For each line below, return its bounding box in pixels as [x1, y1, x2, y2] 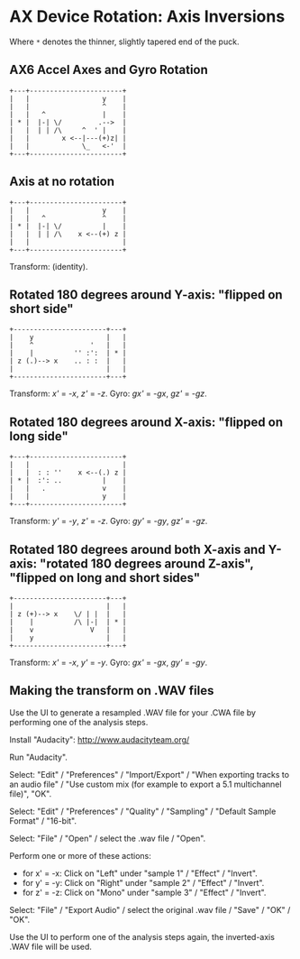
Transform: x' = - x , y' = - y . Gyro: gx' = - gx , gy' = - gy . [9, 657, 208, 668]
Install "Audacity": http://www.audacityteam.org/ [9, 733, 190, 745]
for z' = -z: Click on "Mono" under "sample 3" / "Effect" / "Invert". [22, 887, 267, 898]
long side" [9, 429, 69, 444]
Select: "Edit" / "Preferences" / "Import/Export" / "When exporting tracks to [9, 769, 290, 779]
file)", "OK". [9, 788, 52, 799]
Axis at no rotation [9, 174, 115, 189]
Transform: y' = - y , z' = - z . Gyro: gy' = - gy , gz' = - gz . [9, 516, 208, 527]
